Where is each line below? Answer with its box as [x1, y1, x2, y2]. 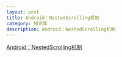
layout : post [6, 9, 40, 15]
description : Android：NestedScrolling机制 [6, 26, 116, 32]
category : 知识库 [6, 20, 48, 26]
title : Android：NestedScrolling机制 [6, 15, 99, 21]
